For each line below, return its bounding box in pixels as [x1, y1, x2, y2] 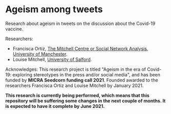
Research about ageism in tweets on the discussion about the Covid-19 [5, 20, 156, 26]
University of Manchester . [12, 51, 68, 57]
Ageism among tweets [5, 4, 103, 15]
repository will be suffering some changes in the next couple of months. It [5, 98, 166, 104]
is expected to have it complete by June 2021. [5, 103, 105, 109]
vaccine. [5, 25, 24, 32]
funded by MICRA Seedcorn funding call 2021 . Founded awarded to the [5, 77, 158, 83]
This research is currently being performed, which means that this [5, 92, 149, 98]
